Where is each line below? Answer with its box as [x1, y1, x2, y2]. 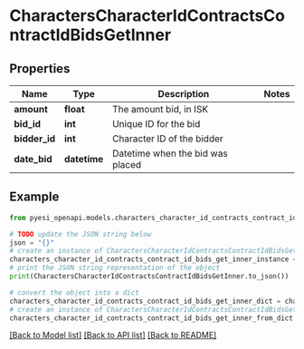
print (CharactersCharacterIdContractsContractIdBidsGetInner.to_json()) [9, 272, 290, 281]
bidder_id [14, 132, 56, 145]
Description [157, 88, 210, 100]
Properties [9, 61, 71, 76]
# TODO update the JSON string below [9, 229, 152, 238]
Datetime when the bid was [111, 147, 228, 160]
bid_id [14, 118, 42, 130]
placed [111, 159, 142, 170]
